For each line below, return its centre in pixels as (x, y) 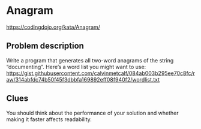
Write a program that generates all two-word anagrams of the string (90, 60)
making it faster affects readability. (49, 119)
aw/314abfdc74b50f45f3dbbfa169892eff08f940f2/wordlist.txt (83, 79)
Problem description (45, 46)
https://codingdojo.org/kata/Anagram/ (53, 27)
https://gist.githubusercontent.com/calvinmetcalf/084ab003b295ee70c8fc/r (100, 73)
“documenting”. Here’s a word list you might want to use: (76, 67)
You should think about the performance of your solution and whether (92, 113)
